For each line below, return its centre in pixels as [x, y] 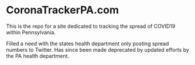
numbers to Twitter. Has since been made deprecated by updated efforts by [97, 49]
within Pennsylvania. [31, 32]
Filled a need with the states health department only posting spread [88, 44]
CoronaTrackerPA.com [62, 10]
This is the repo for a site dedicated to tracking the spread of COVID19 [91, 26]
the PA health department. [37, 56]
